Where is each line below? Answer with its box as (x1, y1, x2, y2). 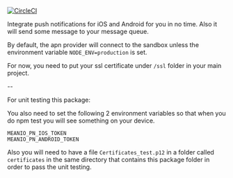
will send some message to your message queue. (7, 28, 150, 35)
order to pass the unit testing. (7, 163, 92, 171)
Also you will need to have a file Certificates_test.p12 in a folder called (7, 148, 214, 156)
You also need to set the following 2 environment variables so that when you (7, 109, 226, 117)
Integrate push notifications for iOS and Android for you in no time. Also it (7, 20, 218, 28)
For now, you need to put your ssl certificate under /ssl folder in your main (7, 62, 222, 69)
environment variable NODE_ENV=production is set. (7, 48, 147, 56)
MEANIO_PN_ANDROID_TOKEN (7, 136, 79, 143)
